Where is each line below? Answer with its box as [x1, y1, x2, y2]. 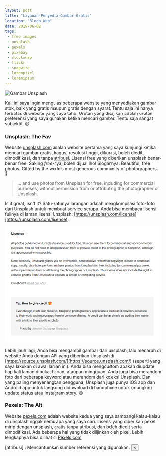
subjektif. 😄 [5, 121, 30, 126]
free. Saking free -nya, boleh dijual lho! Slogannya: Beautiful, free [18, 160, 150, 166]
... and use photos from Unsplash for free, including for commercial [17, 180, 155, 186]
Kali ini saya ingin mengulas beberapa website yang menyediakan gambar [5, 100, 156, 106]
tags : [5, 29, 16, 34]
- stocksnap [7, 55, 32, 60]
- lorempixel [7, 71, 35, 76]
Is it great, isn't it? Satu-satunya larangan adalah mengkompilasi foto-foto [5, 201, 155, 207]
